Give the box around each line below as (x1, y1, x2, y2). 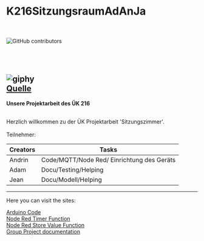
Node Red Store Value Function (6, 221, 85, 229)
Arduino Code (6, 208, 41, 215)
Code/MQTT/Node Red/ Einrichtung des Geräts (41, 155, 176, 164)
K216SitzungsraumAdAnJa (6, 4, 146, 18)
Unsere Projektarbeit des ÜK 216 (6, 99, 90, 107)
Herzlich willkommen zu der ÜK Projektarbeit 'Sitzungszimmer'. (6, 117, 165, 125)
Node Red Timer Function (6, 215, 71, 222)
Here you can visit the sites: (6, 197, 76, 204)
